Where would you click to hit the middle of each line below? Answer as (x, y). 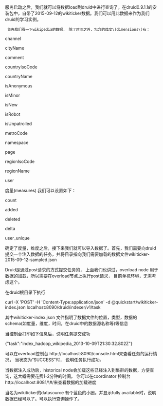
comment (15, 57)
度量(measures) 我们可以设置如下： (41, 190)
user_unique (18, 238)
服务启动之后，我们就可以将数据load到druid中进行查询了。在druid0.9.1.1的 (79, 7)
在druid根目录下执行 (25, 292)
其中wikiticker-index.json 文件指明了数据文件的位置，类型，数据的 (71, 317)
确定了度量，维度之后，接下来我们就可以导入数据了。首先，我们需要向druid (81, 248)
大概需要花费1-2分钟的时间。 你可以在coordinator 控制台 (74, 376)
